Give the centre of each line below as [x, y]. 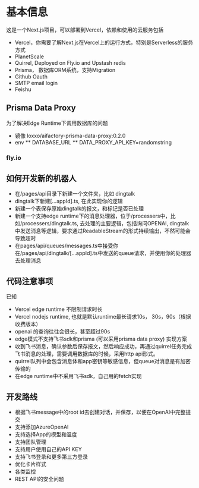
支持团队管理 [30, 442]
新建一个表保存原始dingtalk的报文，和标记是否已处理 [79, 209]
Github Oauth [31, 76]
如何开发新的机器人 [41, 179]
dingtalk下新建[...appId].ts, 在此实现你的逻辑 [69, 201]
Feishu [23, 89]
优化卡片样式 [30, 464]
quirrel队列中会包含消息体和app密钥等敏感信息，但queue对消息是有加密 [103, 361]
